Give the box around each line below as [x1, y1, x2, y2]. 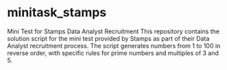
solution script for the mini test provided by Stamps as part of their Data [7, 34, 210, 42]
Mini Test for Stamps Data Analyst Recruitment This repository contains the [7, 27, 220, 35]
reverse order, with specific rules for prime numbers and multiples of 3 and [7, 49, 219, 57]
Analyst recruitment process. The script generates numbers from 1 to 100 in [7, 41, 221, 50]
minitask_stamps [7, 5, 107, 20]
